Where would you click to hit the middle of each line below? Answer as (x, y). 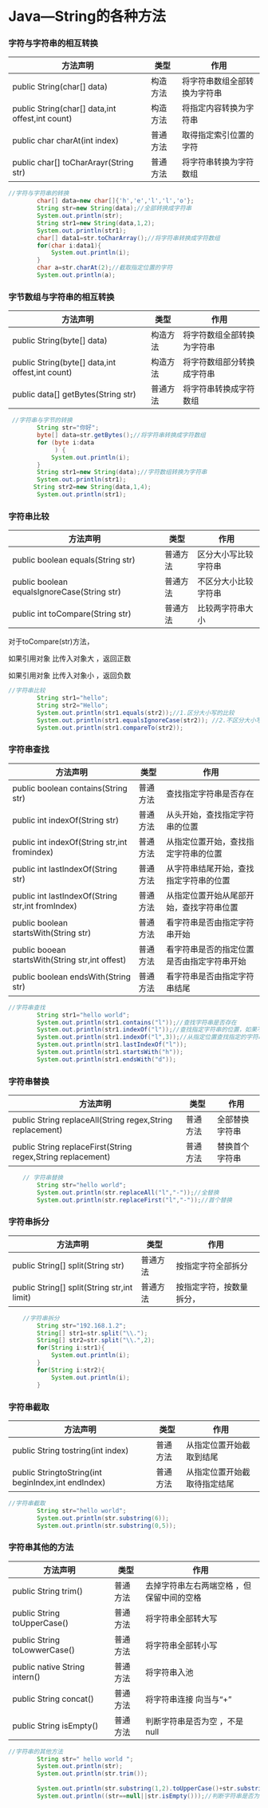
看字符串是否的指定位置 (210, 949)
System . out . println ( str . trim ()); (93, 1774)
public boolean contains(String (70, 788)
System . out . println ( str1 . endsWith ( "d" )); (107, 1059)
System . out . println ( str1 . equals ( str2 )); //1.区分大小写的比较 (136, 713)
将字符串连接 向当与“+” (188, 1699)
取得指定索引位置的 (218, 135)
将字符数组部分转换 (219, 362)
